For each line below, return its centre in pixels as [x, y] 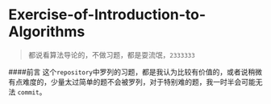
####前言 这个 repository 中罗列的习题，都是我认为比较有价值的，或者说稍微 [135, 72]
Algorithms [47, 32]
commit [28, 92]
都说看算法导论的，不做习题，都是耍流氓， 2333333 [111, 54]
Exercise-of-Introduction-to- [107, 15]
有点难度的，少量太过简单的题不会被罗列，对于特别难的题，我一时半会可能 [132, 82]
